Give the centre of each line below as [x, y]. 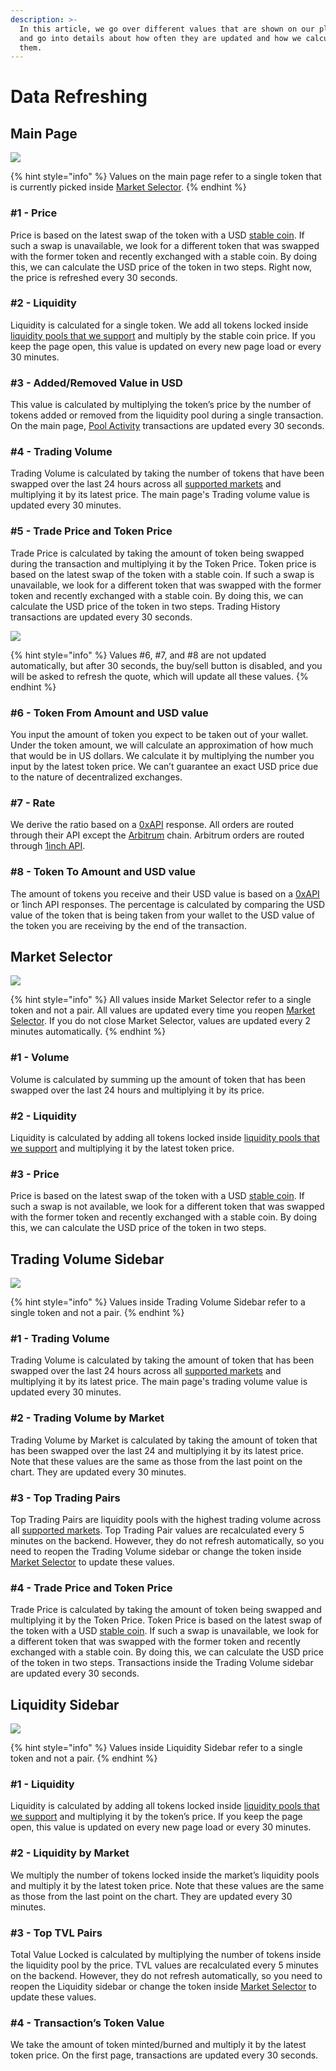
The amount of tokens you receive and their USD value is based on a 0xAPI [165, 893]
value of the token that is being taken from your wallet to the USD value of [162, 915]
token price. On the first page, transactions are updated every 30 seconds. [164, 2055]
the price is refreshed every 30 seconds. [94, 277]
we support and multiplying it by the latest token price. [122, 1148]
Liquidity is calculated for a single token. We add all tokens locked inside [159, 325]
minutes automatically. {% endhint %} [88, 1032]
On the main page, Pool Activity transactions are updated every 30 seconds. [167, 426]
